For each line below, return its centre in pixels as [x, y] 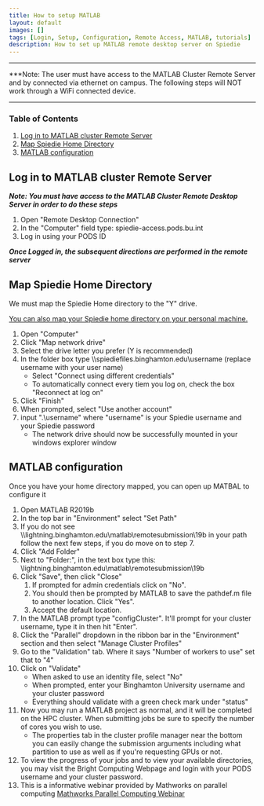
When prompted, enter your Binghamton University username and [138, 685]
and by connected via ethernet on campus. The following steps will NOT [125, 82]
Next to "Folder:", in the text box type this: [88, 559]
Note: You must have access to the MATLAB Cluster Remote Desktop [123, 196]
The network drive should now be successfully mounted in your [135, 434]
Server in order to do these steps [63, 204]
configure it [27, 494]
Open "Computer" [49, 334]
